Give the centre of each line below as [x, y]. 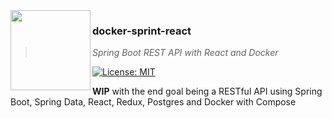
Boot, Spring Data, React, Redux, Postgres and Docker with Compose [153, 102]
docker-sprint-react [142, 31]
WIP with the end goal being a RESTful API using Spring [207, 91]
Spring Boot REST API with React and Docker [185, 53]
